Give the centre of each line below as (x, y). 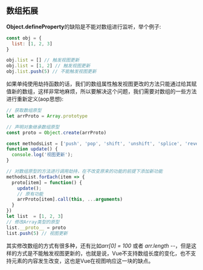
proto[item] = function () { (47, 183)
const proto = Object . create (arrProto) (56, 133)
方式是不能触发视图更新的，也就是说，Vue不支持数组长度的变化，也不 (104, 253)
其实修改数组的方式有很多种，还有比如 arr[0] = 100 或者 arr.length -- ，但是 (99, 245)
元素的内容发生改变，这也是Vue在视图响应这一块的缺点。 (82, 261)
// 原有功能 (30, 194)
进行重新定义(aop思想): (35, 99)
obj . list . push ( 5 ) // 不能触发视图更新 (51, 71)
